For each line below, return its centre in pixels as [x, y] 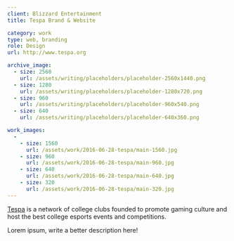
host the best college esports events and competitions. [87, 216]
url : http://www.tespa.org [47, 53]
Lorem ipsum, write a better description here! [73, 230]
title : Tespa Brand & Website [52, 20]
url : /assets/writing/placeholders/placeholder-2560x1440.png [113, 78]
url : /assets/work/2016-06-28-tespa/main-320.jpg [100, 189]
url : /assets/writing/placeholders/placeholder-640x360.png [110, 118]
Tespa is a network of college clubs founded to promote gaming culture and [117, 209]
